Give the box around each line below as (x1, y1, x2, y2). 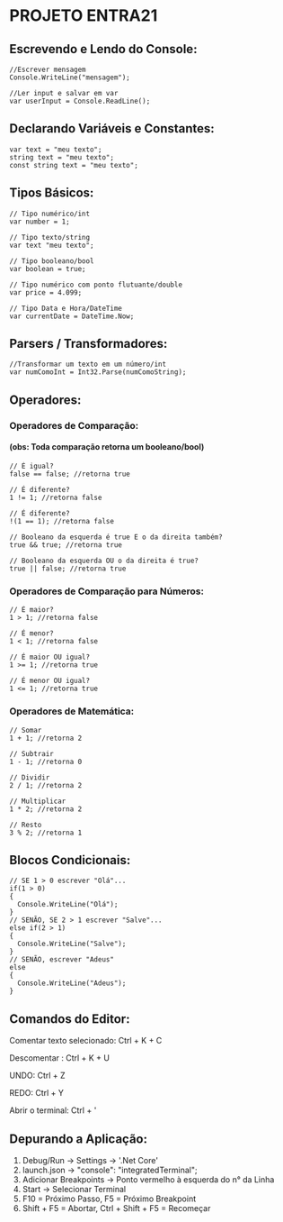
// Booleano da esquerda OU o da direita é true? (9, 556, 199, 565)
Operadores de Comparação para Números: (9, 585, 205, 597)
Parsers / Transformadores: (9, 336, 168, 351)
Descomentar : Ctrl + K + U (9, 1053, 111, 1063)
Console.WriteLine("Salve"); (17, 939, 127, 949)
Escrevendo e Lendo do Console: (9, 41, 198, 57)
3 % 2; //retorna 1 (9, 828, 83, 837)
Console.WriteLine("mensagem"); (9, 73, 130, 82)
